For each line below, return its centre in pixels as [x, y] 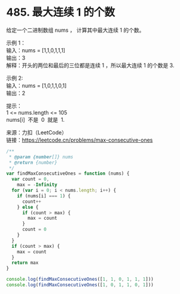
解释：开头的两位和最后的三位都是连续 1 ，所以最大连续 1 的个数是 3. [90, 65]
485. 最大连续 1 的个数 [61, 12]
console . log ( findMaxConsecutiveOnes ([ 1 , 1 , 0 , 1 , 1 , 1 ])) [80, 280]
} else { [28, 207]
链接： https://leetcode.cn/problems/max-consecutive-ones [80, 140]
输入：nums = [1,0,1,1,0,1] [36, 85]
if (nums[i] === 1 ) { [44, 196]
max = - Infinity [37, 185]
